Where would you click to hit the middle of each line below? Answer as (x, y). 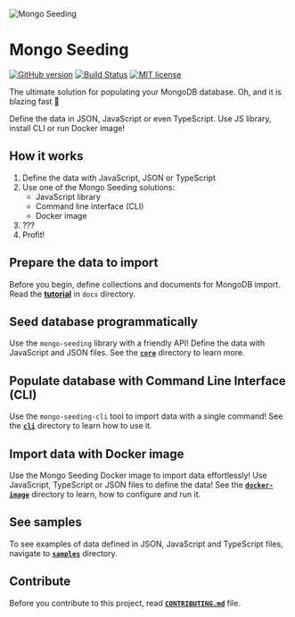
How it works (46, 156)
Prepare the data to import (84, 263)
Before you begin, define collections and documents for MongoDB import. (145, 284)
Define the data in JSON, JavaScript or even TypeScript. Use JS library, (140, 118)
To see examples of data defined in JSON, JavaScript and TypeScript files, (146, 544)
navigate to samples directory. (63, 553)
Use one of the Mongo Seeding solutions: (98, 187)
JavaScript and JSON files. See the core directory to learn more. (127, 353)
